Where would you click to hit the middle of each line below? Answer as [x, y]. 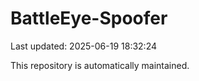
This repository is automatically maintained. [100, 65]
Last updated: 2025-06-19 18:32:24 [84, 46]
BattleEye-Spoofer [89, 18]
